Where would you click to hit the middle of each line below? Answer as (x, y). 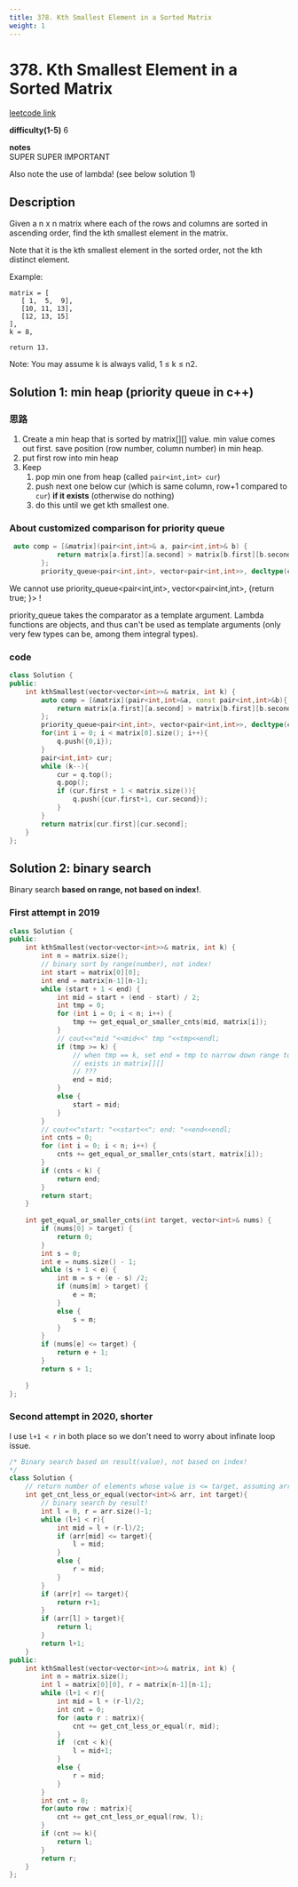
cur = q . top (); (85, 774)
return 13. (29, 348)
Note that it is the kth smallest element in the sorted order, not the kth (136, 251)
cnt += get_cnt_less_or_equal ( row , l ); (130, 1817)
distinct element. (40, 260)
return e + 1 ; (82, 1353)
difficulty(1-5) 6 (39, 131)
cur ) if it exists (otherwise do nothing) (105, 495)
